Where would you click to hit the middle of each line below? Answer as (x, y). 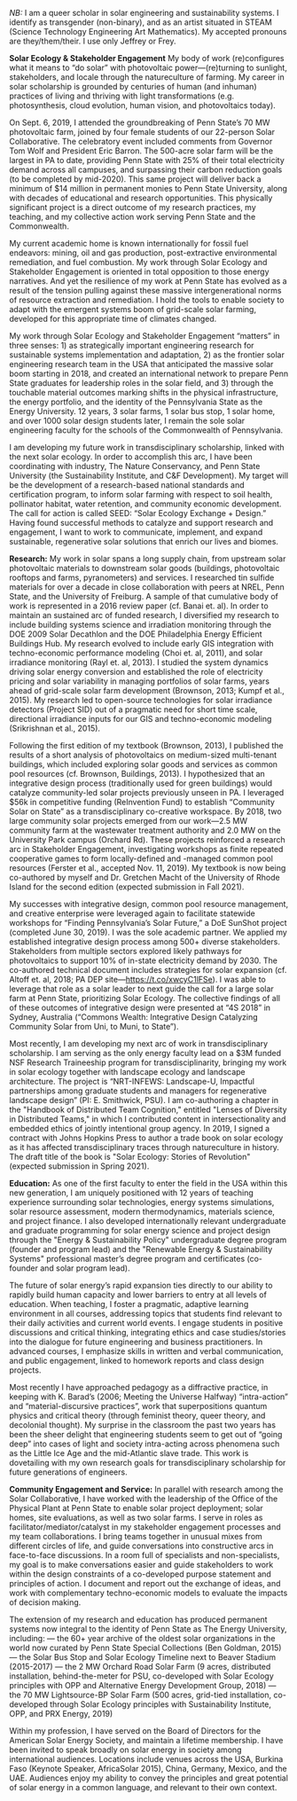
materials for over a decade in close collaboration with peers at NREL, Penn (147, 587)
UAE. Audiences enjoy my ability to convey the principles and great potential (148, 1778)
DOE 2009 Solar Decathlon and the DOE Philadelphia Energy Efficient (136, 634)
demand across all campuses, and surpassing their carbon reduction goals (146, 169)
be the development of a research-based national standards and (127, 485)
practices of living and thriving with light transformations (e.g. (122, 96)
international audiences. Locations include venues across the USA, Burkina (146, 1759)
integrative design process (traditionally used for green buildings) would (141, 783)
